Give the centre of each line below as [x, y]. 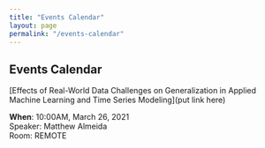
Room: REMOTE [38, 136]
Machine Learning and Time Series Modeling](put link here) [117, 100]
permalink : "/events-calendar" [67, 33]
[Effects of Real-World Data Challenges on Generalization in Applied [133, 91]
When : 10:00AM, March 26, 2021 [69, 117]
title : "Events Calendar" [57, 17]
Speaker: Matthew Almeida [58, 126]
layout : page [33, 26]
